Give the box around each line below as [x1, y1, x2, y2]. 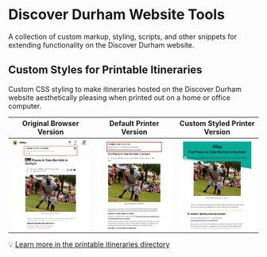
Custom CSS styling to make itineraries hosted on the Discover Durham [8, 84, 242, 94]
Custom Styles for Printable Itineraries [8, 63, 203, 77]
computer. [8, 101, 42, 110]
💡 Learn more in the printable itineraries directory [8, 240, 170, 249]
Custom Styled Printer [179, 119, 255, 128]
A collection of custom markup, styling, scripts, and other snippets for [8, 32, 238, 41]
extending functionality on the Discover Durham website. [8, 40, 195, 49]
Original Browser [21, 119, 79, 128]
